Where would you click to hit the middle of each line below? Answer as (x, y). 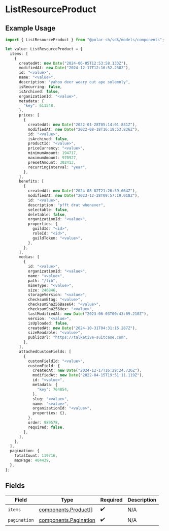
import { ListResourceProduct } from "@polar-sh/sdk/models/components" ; (85, 40)
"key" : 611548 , (40, 106)
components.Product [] (66, 510)
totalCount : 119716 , (36, 456)
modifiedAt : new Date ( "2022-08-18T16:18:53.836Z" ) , (83, 129)
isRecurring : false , (40, 87)
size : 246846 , (43, 290)
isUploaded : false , (48, 323)
